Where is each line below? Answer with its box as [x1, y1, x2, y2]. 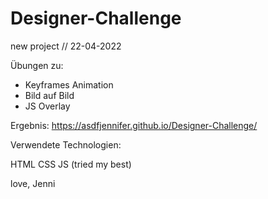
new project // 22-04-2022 [10, 40, 122, 52]
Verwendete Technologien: [10, 138, 122, 151]
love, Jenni [10, 177, 56, 189]
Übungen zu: [10, 59, 64, 71]
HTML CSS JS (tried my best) [10, 158, 132, 170]
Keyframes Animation [24, 78, 114, 91]
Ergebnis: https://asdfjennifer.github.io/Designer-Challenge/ [10, 119, 258, 131]
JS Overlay [24, 100, 71, 112]
